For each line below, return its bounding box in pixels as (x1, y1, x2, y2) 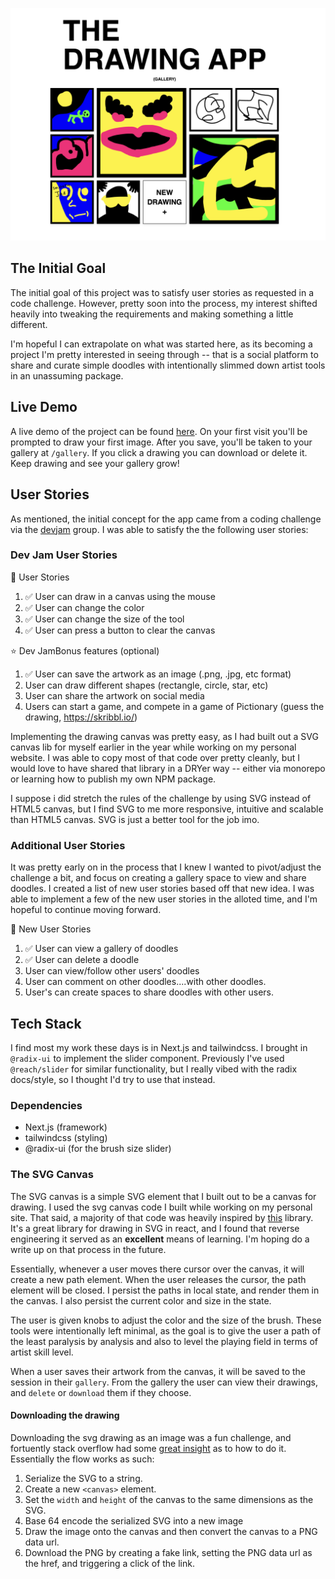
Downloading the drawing (10, 1409, 120, 1422)
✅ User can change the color (24, 601, 145, 613)
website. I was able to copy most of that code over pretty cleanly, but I (10, 751, 300, 763)
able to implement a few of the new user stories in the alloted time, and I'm (10, 893, 318, 905)
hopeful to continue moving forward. (10, 904, 162, 916)
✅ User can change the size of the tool (24, 613, 185, 625)
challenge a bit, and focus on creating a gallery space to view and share (10, 872, 307, 884)
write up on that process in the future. (10, 1243, 167, 1255)
